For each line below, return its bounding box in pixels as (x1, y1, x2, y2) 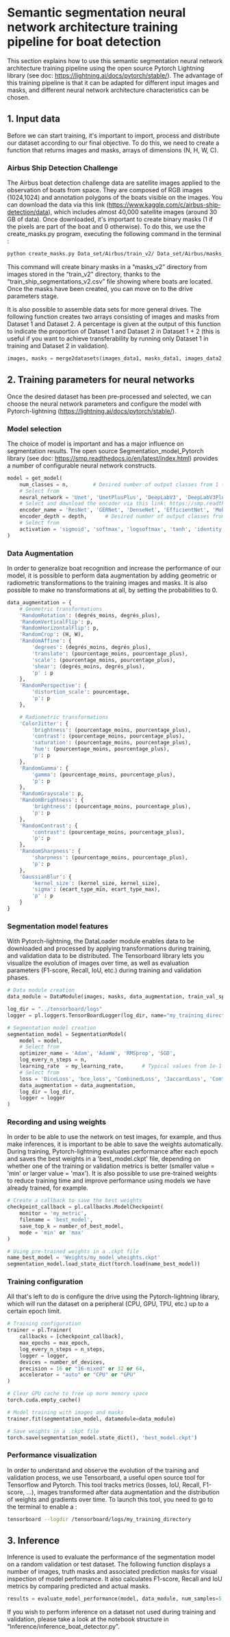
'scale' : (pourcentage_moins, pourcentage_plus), (31, 656, 176, 663)
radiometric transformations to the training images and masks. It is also (7, 578, 207, 586)
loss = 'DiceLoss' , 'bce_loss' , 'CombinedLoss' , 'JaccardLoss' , (19, 1075, 207, 1082)
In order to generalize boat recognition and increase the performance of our (7, 564, 221, 572)
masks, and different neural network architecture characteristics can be (7, 86, 209, 94)
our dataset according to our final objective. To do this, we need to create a (7, 139, 220, 147)
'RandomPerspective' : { (19, 682, 88, 689)
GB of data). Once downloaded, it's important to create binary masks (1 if (7, 215, 214, 224)
